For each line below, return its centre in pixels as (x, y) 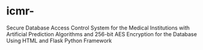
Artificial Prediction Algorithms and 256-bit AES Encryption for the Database (102, 34)
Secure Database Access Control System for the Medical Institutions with (98, 28)
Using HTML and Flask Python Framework (59, 40)
